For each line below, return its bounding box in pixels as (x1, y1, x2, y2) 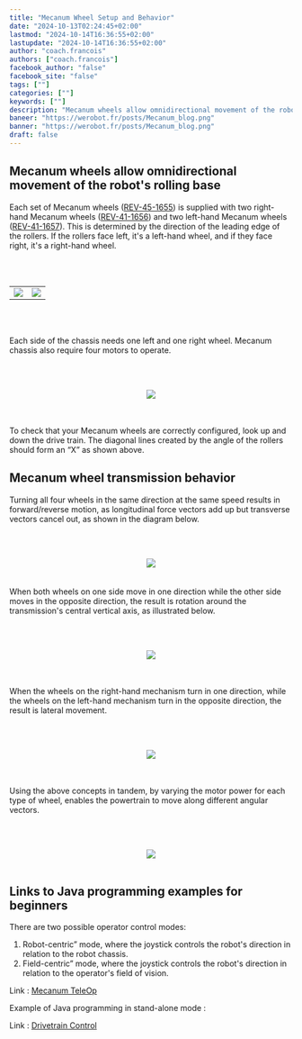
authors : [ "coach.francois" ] (9, 55, 119, 64)
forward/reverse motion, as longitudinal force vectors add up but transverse (9, 503, 290, 514)
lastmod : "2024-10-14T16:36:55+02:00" (9, 30, 155, 39)
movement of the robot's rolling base (9, 177, 221, 194)
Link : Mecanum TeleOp (9, 985, 97, 996)
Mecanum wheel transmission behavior (9, 470, 236, 486)
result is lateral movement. (9, 704, 108, 716)
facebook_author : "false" (9, 64, 106, 73)
